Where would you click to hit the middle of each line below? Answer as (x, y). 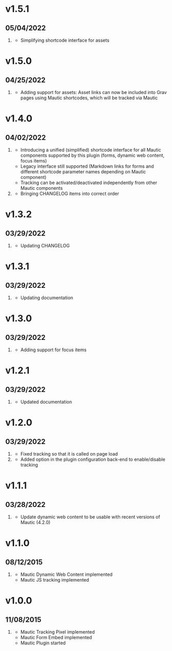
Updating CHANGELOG (45, 246)
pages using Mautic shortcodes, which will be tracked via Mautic (89, 98)
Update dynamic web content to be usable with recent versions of (90, 517)
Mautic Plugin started (43, 643)
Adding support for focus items (53, 350)
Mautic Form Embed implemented (56, 637)
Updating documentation (47, 298)
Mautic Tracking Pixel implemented (58, 632)
